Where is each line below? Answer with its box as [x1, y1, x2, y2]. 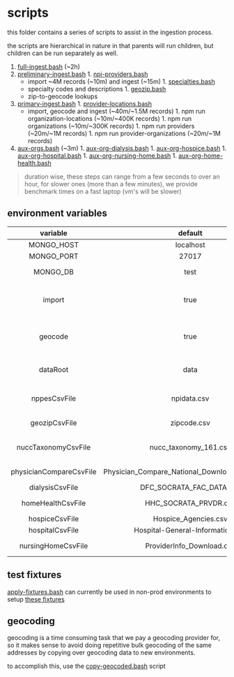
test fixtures [7, 569, 62, 581]
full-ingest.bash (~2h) [17, 62, 80, 70]
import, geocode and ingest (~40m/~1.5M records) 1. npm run [27, 107, 205, 115]
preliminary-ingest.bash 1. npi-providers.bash [17, 70, 148, 78]
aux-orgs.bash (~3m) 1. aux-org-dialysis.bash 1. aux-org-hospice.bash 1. [17, 144, 227, 152]
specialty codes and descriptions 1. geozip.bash [27, 84, 166, 93]
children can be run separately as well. [7, 49, 118, 57]
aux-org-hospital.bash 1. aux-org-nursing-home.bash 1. [17, 151, 178, 160]
